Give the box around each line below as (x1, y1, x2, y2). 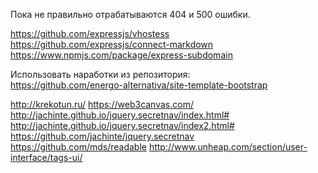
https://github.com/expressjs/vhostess (10, 28, 170, 39)
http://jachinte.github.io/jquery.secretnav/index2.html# (10, 120, 235, 131)
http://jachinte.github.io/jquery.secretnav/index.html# (10, 109, 230, 121)
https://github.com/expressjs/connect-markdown (10, 39, 214, 50)
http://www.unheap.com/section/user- (148, 141, 308, 153)
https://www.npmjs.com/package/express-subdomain (10, 49, 233, 61)
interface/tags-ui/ (10, 152, 83, 163)
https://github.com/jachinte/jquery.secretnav (10, 130, 195, 142)
